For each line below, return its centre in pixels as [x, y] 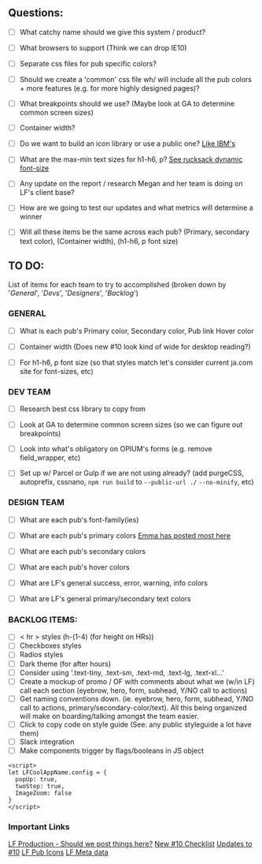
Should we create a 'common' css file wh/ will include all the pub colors [135, 79]
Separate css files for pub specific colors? [88, 63]
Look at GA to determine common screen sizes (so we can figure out [131, 425]
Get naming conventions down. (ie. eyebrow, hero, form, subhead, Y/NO [137, 698]
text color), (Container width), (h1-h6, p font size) [99, 241]
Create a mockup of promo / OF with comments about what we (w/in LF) [137, 681]
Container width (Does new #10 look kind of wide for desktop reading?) [135, 346]
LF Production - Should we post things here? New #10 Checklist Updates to [130, 844]
